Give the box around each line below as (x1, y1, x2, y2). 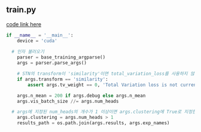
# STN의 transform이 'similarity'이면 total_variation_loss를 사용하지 (17, 71, 188, 77)
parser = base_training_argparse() (17, 54, 106, 60)
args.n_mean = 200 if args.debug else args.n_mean (17, 93, 146, 99)
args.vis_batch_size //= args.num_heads (17, 98, 119, 104)
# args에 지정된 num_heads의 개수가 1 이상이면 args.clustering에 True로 (11, 109, 182, 115)
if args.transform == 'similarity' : (17, 76, 109, 82)
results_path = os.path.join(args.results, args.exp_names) (17, 120, 170, 126)
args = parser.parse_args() (17, 60, 87, 66)
